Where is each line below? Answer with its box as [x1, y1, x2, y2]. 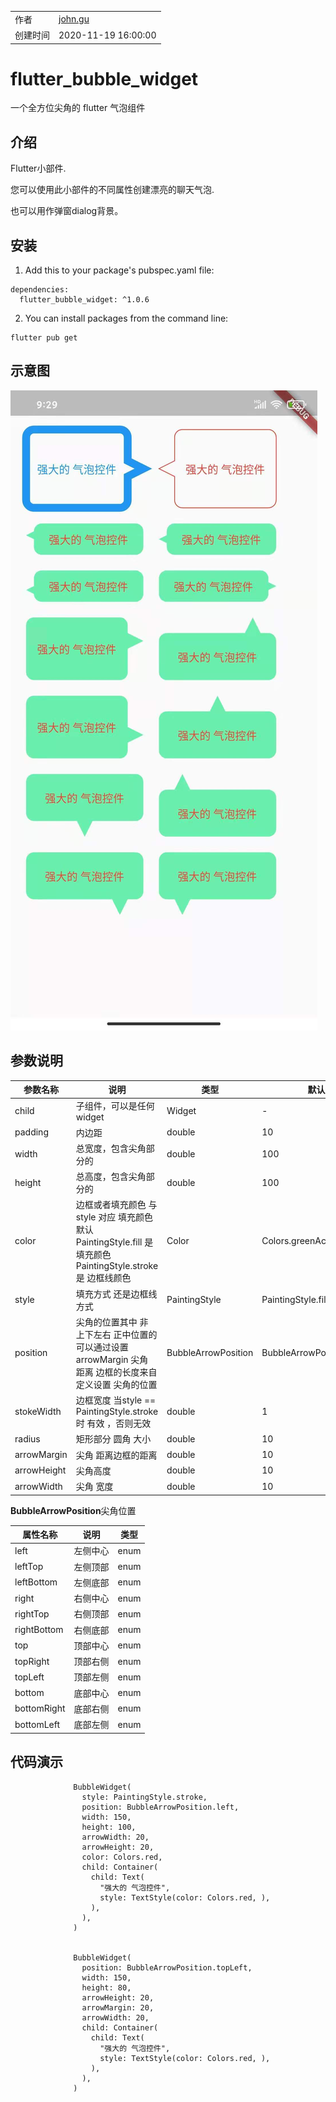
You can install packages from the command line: [24, 312, 229, 325]
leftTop [14, 1561, 44, 1573]
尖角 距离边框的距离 [75, 1449, 158, 1461]
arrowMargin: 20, [81, 2002, 155, 2013]
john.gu [58, 13, 90, 25]
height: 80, [81, 1982, 132, 1993]
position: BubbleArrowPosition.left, [81, 1802, 240, 1812]
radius [14, 1432, 41, 1445]
